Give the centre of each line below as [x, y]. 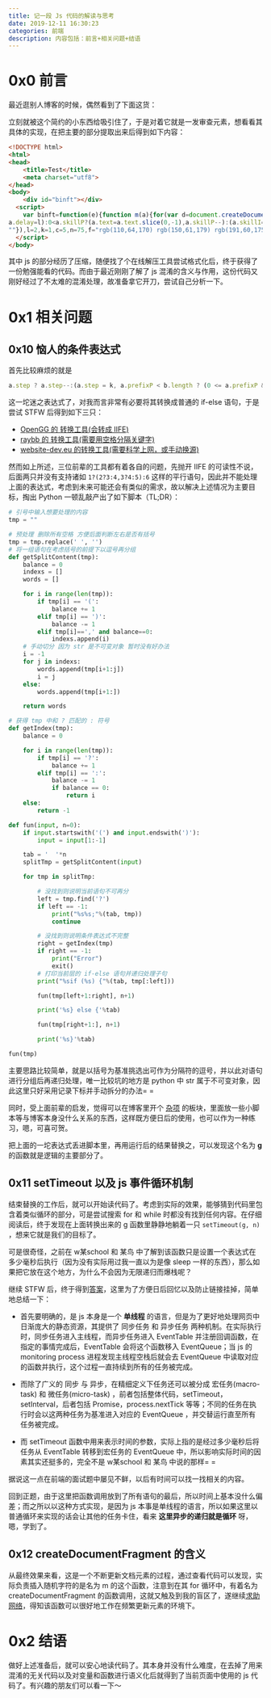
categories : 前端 [36, 31]
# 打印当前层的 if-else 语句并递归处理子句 [102, 973]
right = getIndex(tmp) [75, 944]
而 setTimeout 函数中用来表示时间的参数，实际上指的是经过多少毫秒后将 [140, 1441]
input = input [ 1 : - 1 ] [72, 840]
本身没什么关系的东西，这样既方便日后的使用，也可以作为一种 [146, 1118]
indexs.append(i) [81, 639]
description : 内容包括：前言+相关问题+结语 [75, 38]
